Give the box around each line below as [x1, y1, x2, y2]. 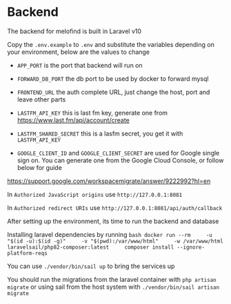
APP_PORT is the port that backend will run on [17, 61, 143, 69]
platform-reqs [7, 249, 48, 256]
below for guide [17, 163, 62, 171]
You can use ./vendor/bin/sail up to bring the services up [7, 262, 175, 270]
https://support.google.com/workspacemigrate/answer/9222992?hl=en [7, 177, 211, 185]
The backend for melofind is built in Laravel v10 [7, 27, 142, 35]
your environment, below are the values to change [7, 48, 150, 56]
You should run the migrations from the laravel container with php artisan [7, 275, 217, 283]
